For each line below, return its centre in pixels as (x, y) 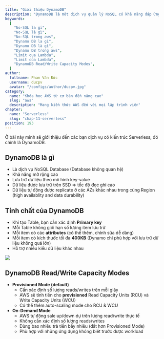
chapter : (14, 110)
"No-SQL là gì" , (31, 32)
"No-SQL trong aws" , (35, 37)
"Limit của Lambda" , (35, 60)
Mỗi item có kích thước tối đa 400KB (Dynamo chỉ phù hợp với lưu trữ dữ (85, 238)
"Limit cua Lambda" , (35, 55)
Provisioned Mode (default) (41, 284)
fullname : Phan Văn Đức (33, 78)
